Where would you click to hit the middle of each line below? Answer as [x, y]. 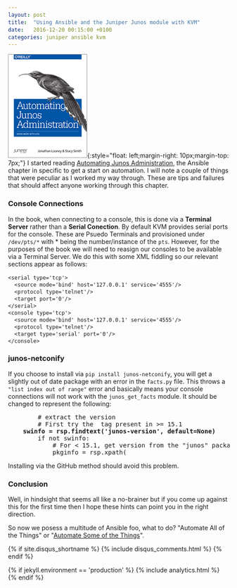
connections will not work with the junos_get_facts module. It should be [113, 396]
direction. [22, 514]
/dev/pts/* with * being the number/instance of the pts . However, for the [114, 241]
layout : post [27, 15]
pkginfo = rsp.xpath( [90, 452]
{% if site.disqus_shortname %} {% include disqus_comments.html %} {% [115, 549]
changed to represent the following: [60, 404]
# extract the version [77, 417]
